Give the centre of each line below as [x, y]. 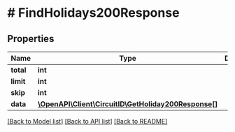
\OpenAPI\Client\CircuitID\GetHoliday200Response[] [128, 104]
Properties [31, 39]
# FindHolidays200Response [93, 13]
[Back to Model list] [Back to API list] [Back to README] [87, 121]
